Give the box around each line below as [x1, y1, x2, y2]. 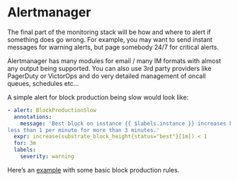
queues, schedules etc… [7, 79, 79, 87]
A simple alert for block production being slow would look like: [7, 93, 189, 102]
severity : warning [20, 153, 74, 160]
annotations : [13, 113, 52, 121]
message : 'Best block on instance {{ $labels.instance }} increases [20, 120, 227, 127]
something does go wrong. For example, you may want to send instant [7, 35, 212, 43]
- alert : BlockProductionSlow [7, 106, 97, 114]
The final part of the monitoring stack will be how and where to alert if [7, 28, 211, 36]
